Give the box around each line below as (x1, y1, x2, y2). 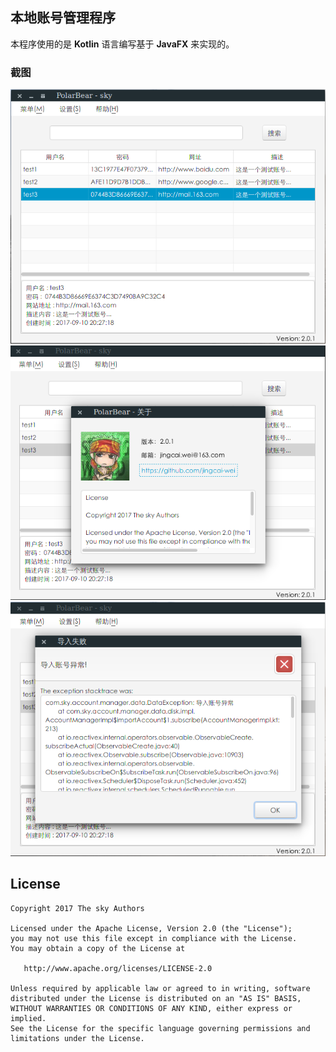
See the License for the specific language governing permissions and (10, 1023, 311, 1033)
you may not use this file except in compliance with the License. (10, 933, 298, 943)
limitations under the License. (10, 1033, 145, 1043)
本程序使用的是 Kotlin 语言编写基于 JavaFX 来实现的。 (10, 38, 235, 50)
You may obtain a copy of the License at (10, 943, 186, 953)
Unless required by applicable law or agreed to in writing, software (10, 983, 311, 993)
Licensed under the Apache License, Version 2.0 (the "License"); (10, 923, 293, 933)
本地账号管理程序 (10, 9, 116, 27)
